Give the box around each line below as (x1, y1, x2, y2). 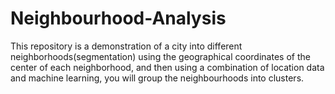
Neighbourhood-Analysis (10, 7, 227, 30)
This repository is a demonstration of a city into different (10, 40, 243, 52)
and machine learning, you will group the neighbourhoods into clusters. (10, 72, 305, 84)
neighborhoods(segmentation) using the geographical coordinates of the (10, 50, 311, 62)
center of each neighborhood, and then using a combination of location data (10, 61, 325, 73)
